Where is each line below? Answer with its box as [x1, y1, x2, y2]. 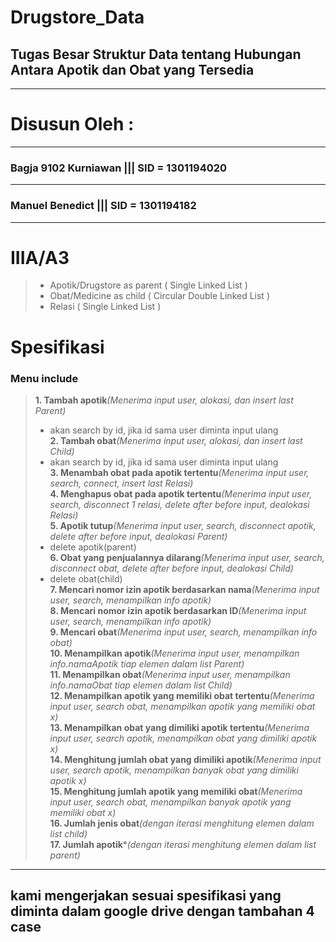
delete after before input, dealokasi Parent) [49, 530, 228, 542]
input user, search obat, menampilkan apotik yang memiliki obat [49, 700, 316, 712]
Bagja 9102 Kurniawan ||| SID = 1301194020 [10, 161, 228, 175]
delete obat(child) [49, 572, 123, 585]
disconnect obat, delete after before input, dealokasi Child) [49, 562, 294, 574]
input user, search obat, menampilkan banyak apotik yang [49, 796, 292, 808]
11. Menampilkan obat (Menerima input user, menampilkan [49, 668, 291, 680]
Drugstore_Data [10, 6, 145, 29]
